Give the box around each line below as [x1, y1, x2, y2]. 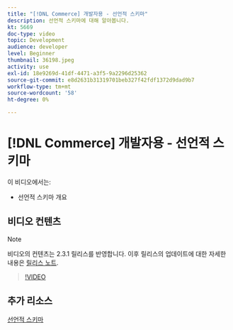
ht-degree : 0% [7, 97, 50, 104]
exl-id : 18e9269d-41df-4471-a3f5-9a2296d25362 [7, 70, 147, 77]
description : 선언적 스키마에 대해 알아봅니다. [7, 17, 130, 24]
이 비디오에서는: [7, 177, 52, 186]
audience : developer [7, 43, 69, 50]
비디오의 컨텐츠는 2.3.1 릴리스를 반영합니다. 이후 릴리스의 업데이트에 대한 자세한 [7, 249, 227, 258]
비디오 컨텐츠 [7, 216, 62, 228]
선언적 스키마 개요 [17, 192, 67, 201]
